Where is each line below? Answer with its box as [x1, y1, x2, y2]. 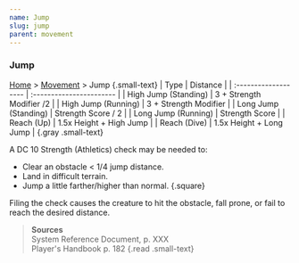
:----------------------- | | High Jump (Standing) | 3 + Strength [30, 88, 262, 99]
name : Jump [9, 12, 50, 22]
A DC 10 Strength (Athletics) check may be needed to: [9, 144, 208, 154]
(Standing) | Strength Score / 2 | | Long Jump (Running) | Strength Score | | [9, 108, 286, 119]
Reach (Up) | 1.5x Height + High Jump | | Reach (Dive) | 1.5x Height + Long [9, 117, 283, 127]
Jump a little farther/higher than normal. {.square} [21, 180, 205, 191]
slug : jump [9, 21, 50, 30]
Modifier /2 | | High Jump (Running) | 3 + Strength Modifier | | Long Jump [9, 98, 279, 109]
